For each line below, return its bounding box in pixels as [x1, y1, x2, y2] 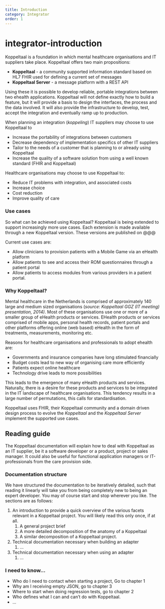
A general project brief [19, 523, 66, 529]
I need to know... [5, 567, 46, 573]
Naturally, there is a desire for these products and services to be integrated [5, 385, 158, 391]
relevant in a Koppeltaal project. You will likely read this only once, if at [12, 513, 156, 519]
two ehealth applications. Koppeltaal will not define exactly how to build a [5, 94, 154, 100]
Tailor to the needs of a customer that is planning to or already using [12, 145, 151, 151]
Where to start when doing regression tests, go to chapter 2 [12, 589, 134, 595]
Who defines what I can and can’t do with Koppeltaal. [12, 594, 121, 600]
